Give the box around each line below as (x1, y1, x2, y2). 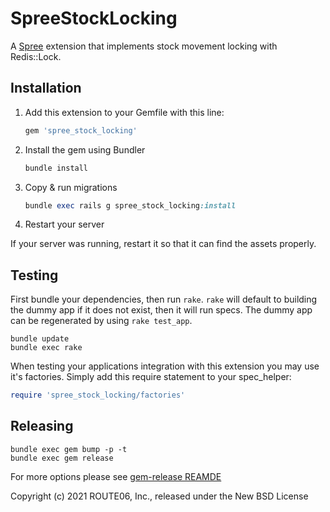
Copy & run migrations (24, 181, 118, 193)
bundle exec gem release (10, 453, 114, 463)
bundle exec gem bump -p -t (10, 444, 128, 454)
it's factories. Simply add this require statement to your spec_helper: (10, 371, 292, 383)
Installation (10, 80, 82, 97)
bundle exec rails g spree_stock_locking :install (24, 200, 237, 211)
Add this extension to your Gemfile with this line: (24, 106, 225, 118)
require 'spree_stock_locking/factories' (10, 390, 186, 401)
